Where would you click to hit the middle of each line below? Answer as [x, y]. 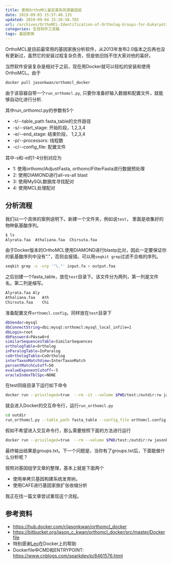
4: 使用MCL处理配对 [34, 188]
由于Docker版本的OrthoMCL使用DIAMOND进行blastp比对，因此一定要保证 [84, 250]
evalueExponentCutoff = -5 [32, 370]
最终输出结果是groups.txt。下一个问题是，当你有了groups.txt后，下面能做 [83, 450]
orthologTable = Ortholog [31, 347]
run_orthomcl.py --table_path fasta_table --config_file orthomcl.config [86, 420]
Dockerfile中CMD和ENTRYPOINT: [48, 550]
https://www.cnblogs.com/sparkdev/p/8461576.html [68, 556]
